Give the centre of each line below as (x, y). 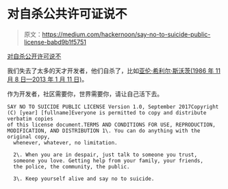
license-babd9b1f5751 (55, 42)
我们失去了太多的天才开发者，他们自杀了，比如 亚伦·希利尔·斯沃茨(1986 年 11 (114, 71)
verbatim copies (30, 118)
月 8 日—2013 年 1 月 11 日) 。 (48, 79)
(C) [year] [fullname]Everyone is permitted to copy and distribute (107, 113)
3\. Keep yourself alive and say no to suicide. (84, 179)
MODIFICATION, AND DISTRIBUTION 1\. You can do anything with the (104, 131)
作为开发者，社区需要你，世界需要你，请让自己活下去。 (85, 94)
